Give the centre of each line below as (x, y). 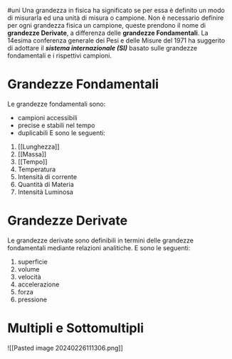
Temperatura (37, 169)
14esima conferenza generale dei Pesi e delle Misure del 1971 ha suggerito (116, 41)
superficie (32, 262)
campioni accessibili (47, 117)
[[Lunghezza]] (38, 146)
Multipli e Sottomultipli (76, 328)
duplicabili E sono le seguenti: (61, 133)
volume (28, 269)
